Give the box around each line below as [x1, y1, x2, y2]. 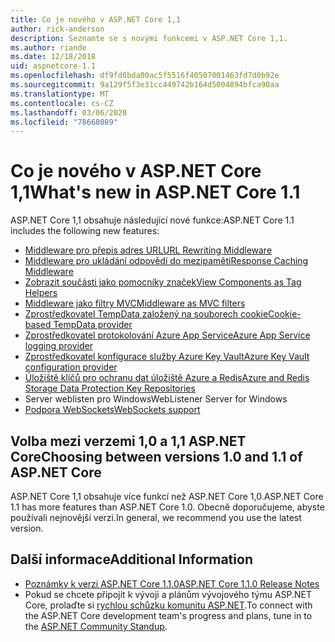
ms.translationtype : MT [10, 89, 110, 99]
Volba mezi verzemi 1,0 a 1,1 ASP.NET [10, 432, 247, 450]
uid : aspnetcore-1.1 [10, 61, 97, 71]
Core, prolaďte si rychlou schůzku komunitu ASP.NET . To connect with [24, 599, 313, 611]
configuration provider [24, 361, 118, 373]
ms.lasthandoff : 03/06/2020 [10, 107, 128, 118]
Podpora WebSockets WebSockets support [24, 404, 201, 416]
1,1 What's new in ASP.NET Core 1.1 [10, 181, 301, 204]
